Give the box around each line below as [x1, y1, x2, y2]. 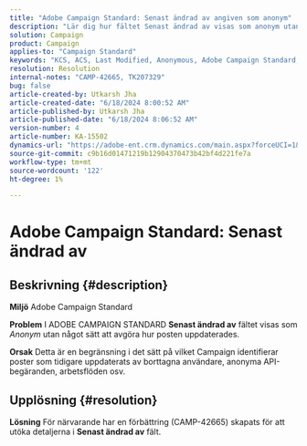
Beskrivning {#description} [9, 277, 169, 293]
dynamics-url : [9, 140, 64, 150]
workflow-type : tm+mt [9, 157, 92, 167]
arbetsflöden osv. [58, 366, 126, 377]
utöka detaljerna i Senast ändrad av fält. [9, 426, 162, 438]
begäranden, [9, 366, 58, 377]
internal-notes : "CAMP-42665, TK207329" [9, 73, 166, 82]
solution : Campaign [9, 30, 84, 39]
